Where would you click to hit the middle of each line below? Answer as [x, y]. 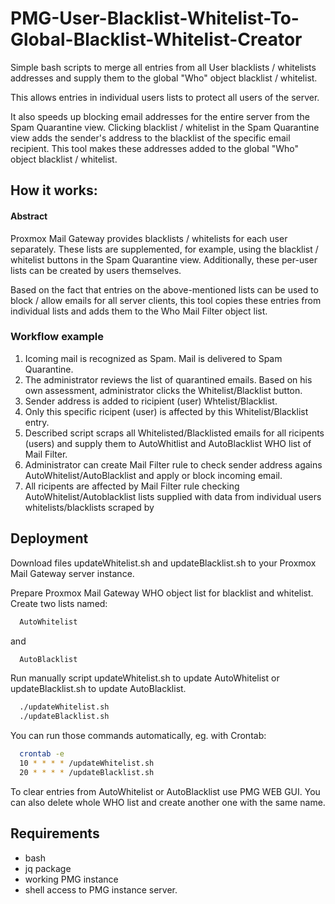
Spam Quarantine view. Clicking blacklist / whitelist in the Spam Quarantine [165, 127]
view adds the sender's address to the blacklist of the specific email [150, 138]
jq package [48, 868]
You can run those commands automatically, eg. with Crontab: [138, 736]
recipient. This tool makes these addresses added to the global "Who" [155, 148]
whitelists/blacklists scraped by [89, 507]
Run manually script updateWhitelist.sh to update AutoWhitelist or [145, 678]
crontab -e [42, 754]
